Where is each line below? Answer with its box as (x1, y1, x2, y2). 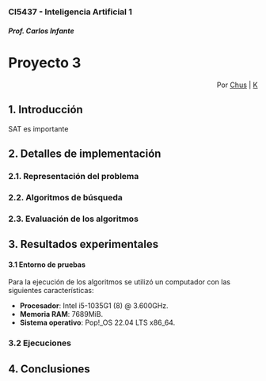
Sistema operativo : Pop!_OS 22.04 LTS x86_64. (19, 318, 176, 327)
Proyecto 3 (8, 54, 82, 71)
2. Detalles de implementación (8, 147, 161, 160)
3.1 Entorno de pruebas (8, 260, 85, 269)
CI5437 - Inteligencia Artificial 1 (8, 6, 132, 17)
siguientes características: (8, 286, 94, 295)
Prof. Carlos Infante (8, 26, 75, 36)
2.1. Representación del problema (8, 170, 139, 181)
